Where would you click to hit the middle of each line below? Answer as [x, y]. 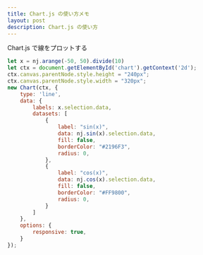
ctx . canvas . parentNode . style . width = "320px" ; [77, 81]
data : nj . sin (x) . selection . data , [107, 134]
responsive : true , [60, 232]
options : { [36, 226]
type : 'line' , [41, 94]
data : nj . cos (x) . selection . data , [107, 180]
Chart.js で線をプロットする [48, 48]
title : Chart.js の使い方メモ [48, 14]
